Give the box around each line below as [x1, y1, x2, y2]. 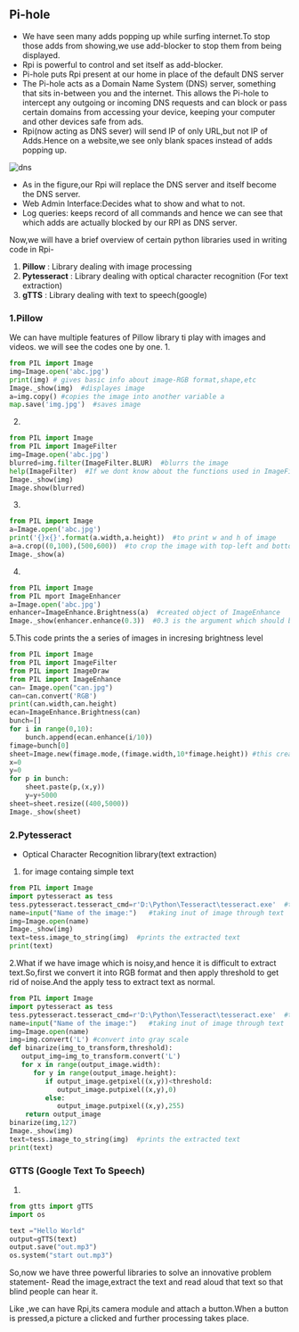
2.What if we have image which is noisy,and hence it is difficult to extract [9, 958, 277, 969]
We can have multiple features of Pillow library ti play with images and [9, 332, 266, 343]
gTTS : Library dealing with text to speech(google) [21, 289, 207, 300]
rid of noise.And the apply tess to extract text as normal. [9, 977, 215, 988]
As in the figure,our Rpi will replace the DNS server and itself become [21, 178, 278, 190]
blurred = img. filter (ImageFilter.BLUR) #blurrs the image [9, 459, 229, 467]
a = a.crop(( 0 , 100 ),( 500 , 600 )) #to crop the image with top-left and [9, 542, 269, 551]
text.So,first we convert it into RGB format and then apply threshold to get [9, 967, 279, 978]
